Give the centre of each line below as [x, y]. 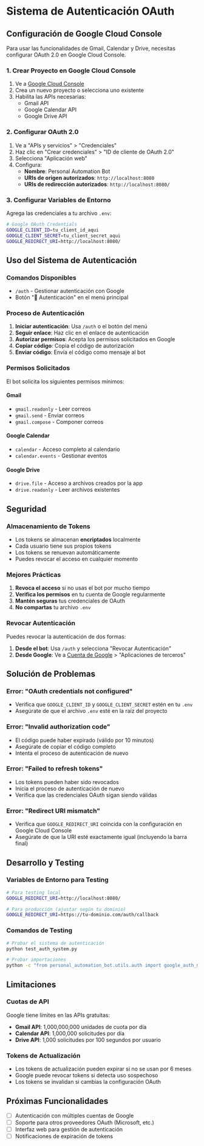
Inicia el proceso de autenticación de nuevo [70, 788]
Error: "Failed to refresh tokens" [55, 769]
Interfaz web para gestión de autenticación [69, 1130]
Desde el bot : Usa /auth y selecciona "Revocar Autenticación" [93, 648]
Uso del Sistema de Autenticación [72, 260]
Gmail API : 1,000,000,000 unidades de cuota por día [81, 1027]
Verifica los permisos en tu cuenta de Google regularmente [90, 595]
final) [22, 844]
